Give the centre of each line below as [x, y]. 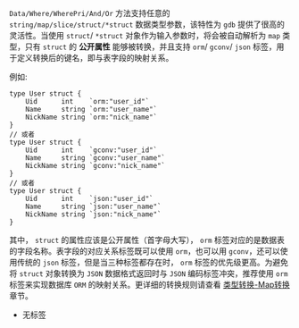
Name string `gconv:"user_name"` [96, 158]
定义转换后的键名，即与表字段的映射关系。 [95, 58]
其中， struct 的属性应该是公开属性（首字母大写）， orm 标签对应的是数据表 [147, 240]
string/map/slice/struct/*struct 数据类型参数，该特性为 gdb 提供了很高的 [147, 24]
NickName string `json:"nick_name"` [94, 214]
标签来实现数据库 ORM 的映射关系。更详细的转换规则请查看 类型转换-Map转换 [149, 285]
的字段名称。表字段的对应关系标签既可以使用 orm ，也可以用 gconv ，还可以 [145, 251]
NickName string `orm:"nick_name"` [91, 117]
